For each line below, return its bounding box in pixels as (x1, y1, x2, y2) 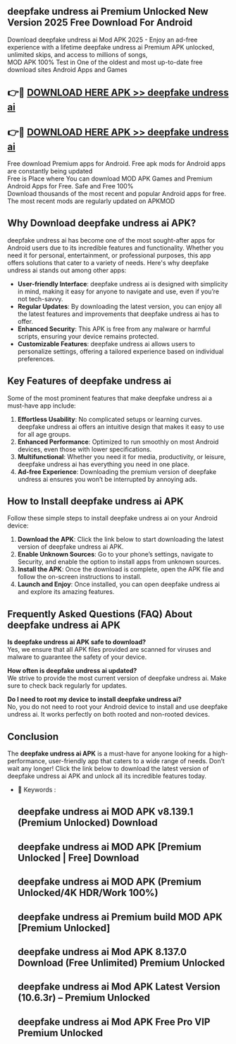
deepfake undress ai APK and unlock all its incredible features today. (7, 772, 206, 780)
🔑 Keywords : (17, 786, 56, 794)
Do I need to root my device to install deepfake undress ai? (7, 695, 182, 704)
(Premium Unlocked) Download (17, 817, 158, 829)
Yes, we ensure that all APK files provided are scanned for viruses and (7, 645, 211, 654)
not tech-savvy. (17, 294, 63, 303)
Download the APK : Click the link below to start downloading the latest (17, 535, 224, 544)
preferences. (17, 354, 55, 363)
